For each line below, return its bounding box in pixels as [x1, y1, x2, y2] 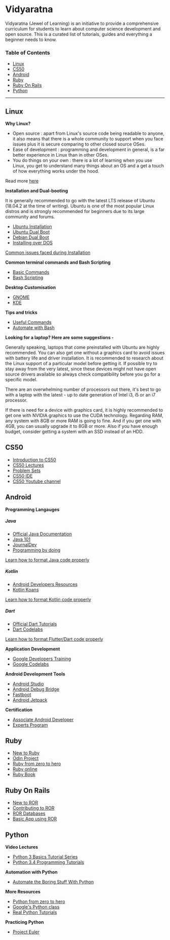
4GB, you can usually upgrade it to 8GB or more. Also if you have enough [5, 423, 158, 429]
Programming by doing [12, 547, 61, 553]
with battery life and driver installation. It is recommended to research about [5, 355, 163, 361]
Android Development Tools [5, 671, 66, 677]
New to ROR [12, 800, 38, 806]
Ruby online [12, 766, 38, 772]
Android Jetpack [12, 697, 48, 703]
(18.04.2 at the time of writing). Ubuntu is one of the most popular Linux [5, 203, 154, 209]
